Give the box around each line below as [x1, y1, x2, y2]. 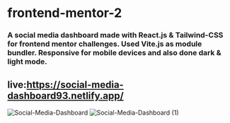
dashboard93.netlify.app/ [7, 90, 124, 102]
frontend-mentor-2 [7, 5, 122, 21]
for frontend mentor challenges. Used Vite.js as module [7, 39, 202, 49]
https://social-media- [26, 78, 124, 90]
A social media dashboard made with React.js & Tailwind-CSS [7, 30, 224, 40]
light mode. [7, 57, 47, 66]
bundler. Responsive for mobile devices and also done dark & [7, 48, 222, 58]
